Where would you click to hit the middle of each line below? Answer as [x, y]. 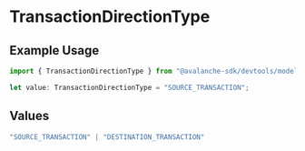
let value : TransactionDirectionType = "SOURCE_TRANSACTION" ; [129, 87]
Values [30, 116]
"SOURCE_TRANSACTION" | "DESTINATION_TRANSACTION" [107, 137]
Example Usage [54, 50]
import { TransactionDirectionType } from [91, 71]
